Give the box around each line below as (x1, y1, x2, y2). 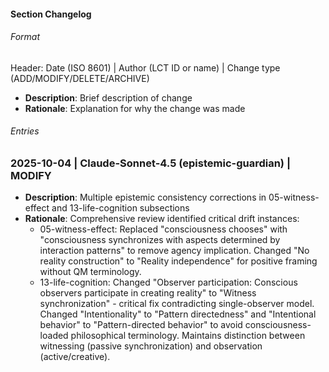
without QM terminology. (39, 266, 142, 278)
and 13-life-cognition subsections (51, 202, 190, 214)
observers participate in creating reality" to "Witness (39, 287, 257, 299)
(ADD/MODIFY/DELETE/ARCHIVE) (10, 72, 150, 84)
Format (10, 31, 41, 43)
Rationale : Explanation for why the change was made (24, 102, 246, 114)
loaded (39, 330, 69, 342)
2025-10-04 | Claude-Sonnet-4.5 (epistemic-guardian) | (10, 156, 291, 170)
